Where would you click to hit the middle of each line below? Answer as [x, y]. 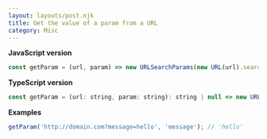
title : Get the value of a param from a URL [83, 23]
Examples [25, 113]
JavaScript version [40, 53]
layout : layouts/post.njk [51, 15]
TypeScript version [41, 83]
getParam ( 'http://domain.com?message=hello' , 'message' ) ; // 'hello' [126, 127]
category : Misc [33, 30]
